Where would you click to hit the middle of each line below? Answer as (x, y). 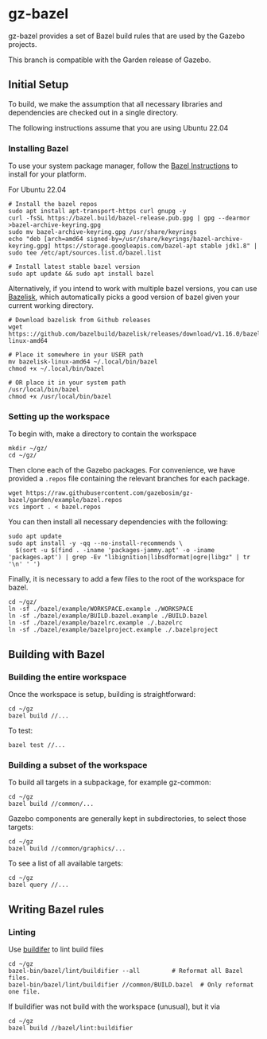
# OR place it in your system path (67, 383)
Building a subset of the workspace (78, 765)
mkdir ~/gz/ (28, 449)
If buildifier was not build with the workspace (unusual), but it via (114, 1006)
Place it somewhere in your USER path (80, 355)
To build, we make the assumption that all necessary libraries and (115, 103)
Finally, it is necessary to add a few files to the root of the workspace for (126, 579)
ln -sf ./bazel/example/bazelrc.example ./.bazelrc (95, 623)
